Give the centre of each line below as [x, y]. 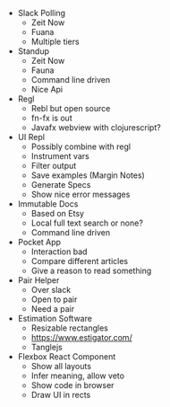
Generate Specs [61, 185]
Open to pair [54, 299]
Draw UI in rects [61, 395]
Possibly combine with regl [81, 146]
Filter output [54, 166]
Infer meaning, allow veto [78, 376]
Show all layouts [61, 366]
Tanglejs [47, 347]
